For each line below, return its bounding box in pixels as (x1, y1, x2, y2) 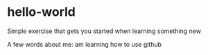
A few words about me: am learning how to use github (7, 40, 162, 48)
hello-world (7, 4, 76, 20)
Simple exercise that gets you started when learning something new (7, 27, 201, 35)
